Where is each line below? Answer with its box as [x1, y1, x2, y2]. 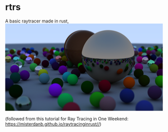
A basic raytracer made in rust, [5, 18, 69, 24]
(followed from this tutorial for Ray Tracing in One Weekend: [5, 116, 128, 122]
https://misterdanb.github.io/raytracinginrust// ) [5, 121, 101, 127]
